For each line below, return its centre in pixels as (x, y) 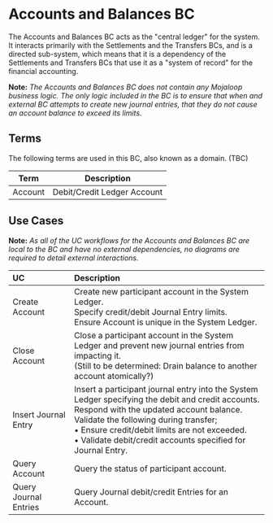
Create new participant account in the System (162, 291)
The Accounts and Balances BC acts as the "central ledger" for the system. (134, 37)
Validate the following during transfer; (146, 420)
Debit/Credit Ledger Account (108, 192)
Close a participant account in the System (154, 335)
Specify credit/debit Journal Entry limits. (151, 312)
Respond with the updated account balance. (158, 409)
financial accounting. (43, 71)
